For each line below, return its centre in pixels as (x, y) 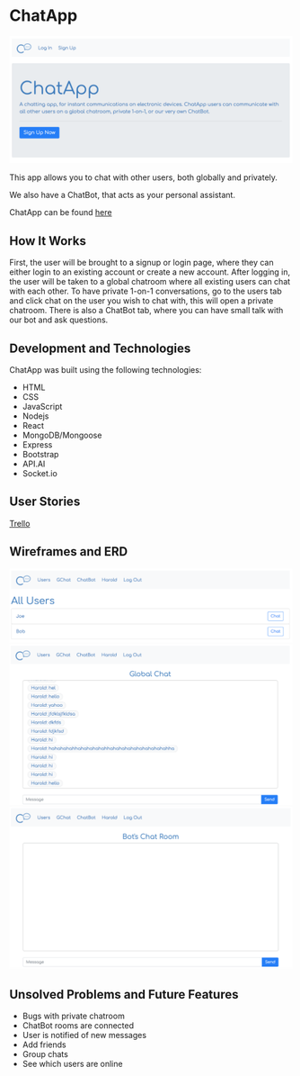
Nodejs (35, 416)
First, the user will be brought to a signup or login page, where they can (141, 263)
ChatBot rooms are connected (78, 1026)
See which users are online (72, 1064)
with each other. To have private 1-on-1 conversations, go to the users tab (146, 291)
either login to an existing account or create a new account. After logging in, (150, 272)
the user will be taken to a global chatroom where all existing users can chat (150, 282)
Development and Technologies (100, 348)
